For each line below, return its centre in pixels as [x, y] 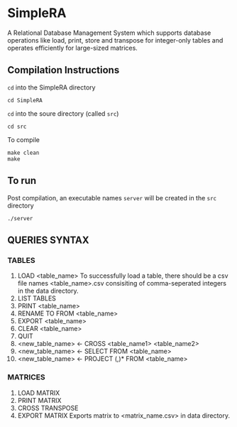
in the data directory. [48, 291]
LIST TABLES [37, 298]
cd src [17, 126]
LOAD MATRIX [39, 393]
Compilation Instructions [64, 70]
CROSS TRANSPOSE [48, 408]
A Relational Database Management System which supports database [109, 33]
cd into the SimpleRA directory [51, 87]
